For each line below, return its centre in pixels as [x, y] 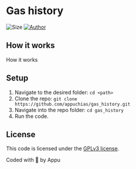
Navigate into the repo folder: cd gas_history [69, 110]
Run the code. [31, 116]
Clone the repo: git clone [46, 99]
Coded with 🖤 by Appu [33, 160]
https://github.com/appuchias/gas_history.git [72, 104]
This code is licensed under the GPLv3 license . [63, 148]
